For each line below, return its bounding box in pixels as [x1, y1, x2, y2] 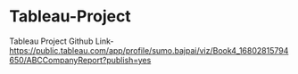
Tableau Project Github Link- [9, 36, 114, 46]
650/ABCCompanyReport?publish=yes [9, 54, 152, 65]
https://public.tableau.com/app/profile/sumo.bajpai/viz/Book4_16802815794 [9, 45, 289, 55]
